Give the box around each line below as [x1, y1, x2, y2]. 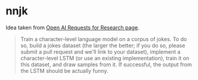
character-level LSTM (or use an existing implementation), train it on [20, 54, 190, 61]
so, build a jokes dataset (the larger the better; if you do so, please [20, 42, 185, 49]
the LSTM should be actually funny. [20, 67, 109, 74]
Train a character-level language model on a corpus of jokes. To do [20, 35, 187, 42]
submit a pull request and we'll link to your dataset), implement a [20, 48, 181, 55]
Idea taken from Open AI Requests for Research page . [5, 24, 140, 31]
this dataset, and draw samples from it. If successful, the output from [20, 61, 192, 68]
